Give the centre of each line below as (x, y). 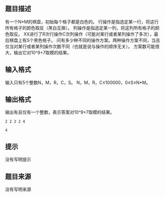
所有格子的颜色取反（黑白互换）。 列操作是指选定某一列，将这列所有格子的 (80, 28)
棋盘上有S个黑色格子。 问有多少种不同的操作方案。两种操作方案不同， (80, 40)
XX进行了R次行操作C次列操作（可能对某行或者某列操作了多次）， (89, 34)
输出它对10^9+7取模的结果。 (42, 52)
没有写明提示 (18, 159)
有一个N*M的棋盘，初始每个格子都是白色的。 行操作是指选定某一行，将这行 (82, 22)
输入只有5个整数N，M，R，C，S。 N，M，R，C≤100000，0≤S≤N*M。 (78, 82)
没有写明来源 (18, 190)
